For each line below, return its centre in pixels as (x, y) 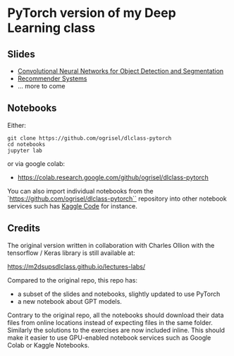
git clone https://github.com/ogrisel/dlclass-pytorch (90, 138)
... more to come (41, 86)
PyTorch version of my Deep (92, 13)
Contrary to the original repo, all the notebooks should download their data (116, 315)
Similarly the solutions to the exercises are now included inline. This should (116, 330)
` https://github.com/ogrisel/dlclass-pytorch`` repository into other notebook (117, 198)
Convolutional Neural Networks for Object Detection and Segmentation (121, 71)
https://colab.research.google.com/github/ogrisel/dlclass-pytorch (113, 177)
